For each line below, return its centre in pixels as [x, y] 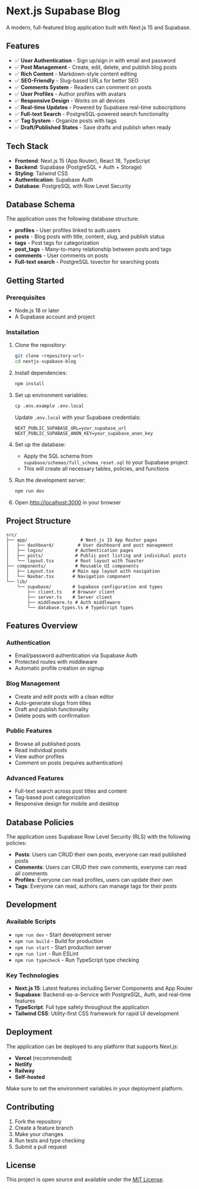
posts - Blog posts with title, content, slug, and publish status [89, 236]
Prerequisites [26, 297]
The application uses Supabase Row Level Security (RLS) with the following [98, 837]
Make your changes [39, 1134]
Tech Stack [27, 146]
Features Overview [42, 625]
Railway [25, 1070]
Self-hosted [30, 1077]
